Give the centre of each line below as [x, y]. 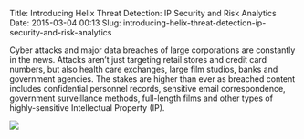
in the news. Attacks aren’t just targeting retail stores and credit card [138, 60]
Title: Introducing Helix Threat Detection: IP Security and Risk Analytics [143, 13]
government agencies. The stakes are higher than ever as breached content [152, 79]
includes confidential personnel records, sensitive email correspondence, [147, 89]
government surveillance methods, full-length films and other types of [142, 98]
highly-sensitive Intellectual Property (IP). [87, 108]
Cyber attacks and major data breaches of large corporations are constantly [152, 50]
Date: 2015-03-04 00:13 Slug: [65, 23]
